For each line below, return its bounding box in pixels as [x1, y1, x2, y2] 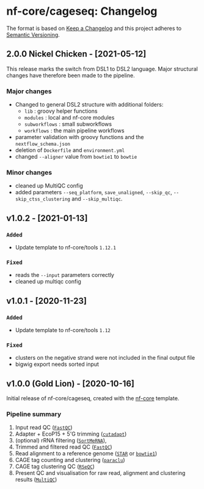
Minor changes [6, 168, 53, 176]
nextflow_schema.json [15, 141, 70, 148]
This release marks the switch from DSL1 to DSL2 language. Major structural [6, 65, 199, 72]
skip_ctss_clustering [15, 196, 70, 203]
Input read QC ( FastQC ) [15, 424, 73, 431]
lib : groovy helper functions [24, 107, 98, 115]
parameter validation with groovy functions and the [15, 134, 145, 141]
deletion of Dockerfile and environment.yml [15, 146, 125, 154]
